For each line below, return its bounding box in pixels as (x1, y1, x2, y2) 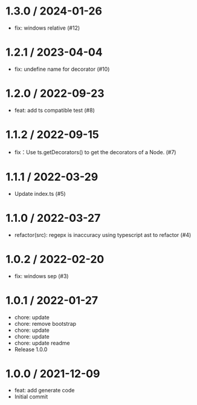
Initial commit (14, 393, 48, 400)
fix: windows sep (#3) (14, 272, 69, 279)
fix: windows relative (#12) (14, 24, 80, 31)
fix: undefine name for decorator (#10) (14, 65, 110, 73)
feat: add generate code (14, 387, 75, 394)
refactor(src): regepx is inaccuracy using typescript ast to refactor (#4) (14, 231, 192, 238)
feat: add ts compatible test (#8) (14, 106, 95, 114)
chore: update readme (14, 339, 70, 346)
